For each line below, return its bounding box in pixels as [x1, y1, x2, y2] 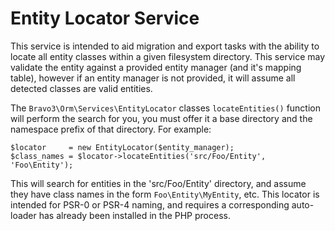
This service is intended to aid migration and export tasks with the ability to [10, 40, 320, 52]
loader [10, 209, 37, 221]
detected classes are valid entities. [10, 82, 153, 94]
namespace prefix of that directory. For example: [10, 123, 212, 135]
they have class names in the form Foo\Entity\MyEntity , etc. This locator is [10, 188, 320, 200]
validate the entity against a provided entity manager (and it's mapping [10, 61, 302, 73]
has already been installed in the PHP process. [38, 209, 231, 221]
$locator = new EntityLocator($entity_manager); [10, 142, 235, 152]
